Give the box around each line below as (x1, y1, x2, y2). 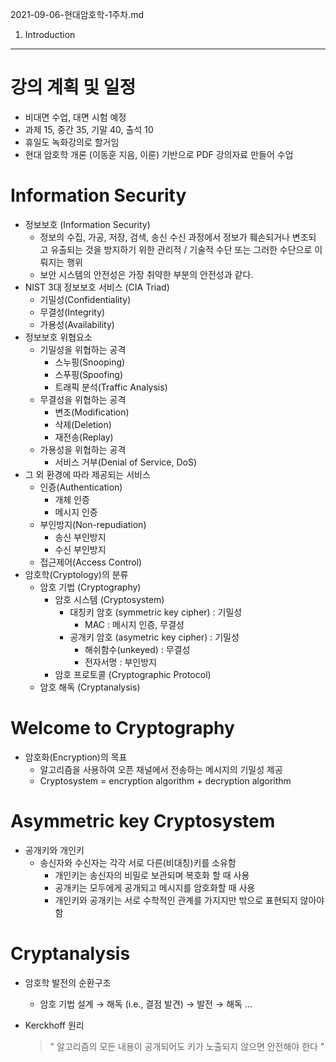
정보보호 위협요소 (24, 331, 93, 343)
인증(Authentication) (39, 481, 123, 493)
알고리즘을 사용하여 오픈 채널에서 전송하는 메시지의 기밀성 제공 (39, 763, 283, 775)
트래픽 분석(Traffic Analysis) (54, 381, 168, 393)
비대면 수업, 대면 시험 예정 (24, 111, 127, 123)
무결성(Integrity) (39, 306, 106, 318)
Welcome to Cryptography (10, 717, 235, 740)
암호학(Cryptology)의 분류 (24, 568, 129, 580)
